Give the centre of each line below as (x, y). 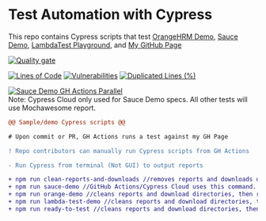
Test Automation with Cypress (110, 15)
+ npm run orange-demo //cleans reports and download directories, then (131, 194)
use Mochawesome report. (52, 108)
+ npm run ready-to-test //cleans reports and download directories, (125, 209)
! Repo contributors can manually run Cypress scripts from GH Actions (129, 151)
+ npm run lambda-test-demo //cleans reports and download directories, (131, 202)
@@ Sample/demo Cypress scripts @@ (67, 122)
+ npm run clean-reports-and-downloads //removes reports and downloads (131, 180)
